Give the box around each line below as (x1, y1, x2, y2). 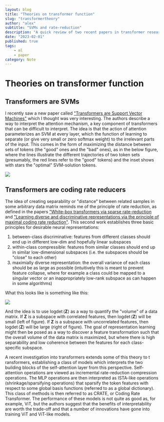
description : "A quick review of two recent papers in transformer (5, 30, 145, 35)
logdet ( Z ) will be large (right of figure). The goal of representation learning (5, 324, 155, 330)
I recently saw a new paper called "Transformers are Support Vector (5, 110, 143, 116)
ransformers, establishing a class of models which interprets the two (5, 360, 143, 365)
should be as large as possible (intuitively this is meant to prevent (12, 265, 144, 271)
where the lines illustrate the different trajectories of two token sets (5, 152, 140, 158)
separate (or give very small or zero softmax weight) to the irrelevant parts (5, 136, 155, 142)
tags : (5, 43, 16, 48)
